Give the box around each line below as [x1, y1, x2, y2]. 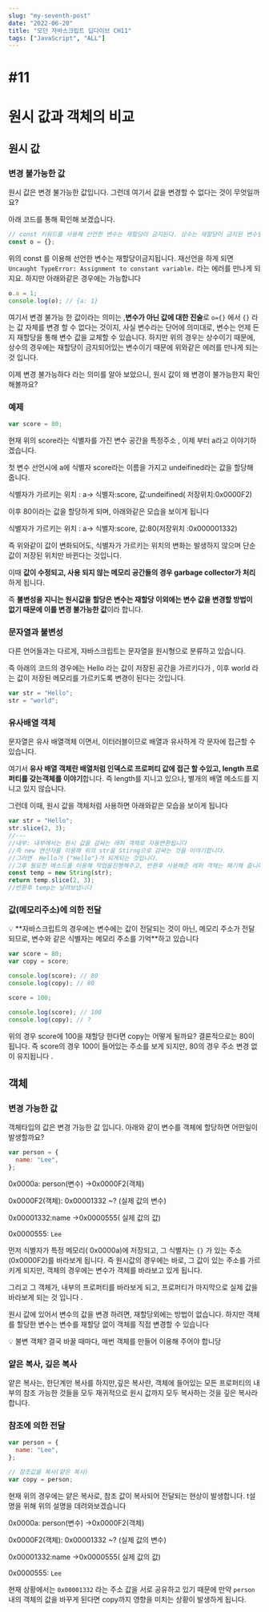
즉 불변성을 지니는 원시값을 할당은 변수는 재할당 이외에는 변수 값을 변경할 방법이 [8, 594, 253, 604]
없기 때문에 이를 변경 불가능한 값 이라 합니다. [8, 604, 144, 614]
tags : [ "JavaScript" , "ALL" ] [8, 34, 106, 42]
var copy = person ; [8, 1475, 74, 1483]
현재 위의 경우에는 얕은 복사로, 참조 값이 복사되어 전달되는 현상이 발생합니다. [8, 1490, 246, 1501]
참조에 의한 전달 [8, 1420, 66, 1431]
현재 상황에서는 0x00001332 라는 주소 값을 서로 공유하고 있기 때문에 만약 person [8, 1584, 255, 1594]
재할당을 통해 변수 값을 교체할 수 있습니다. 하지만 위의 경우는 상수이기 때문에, [16, 332, 256, 342]
